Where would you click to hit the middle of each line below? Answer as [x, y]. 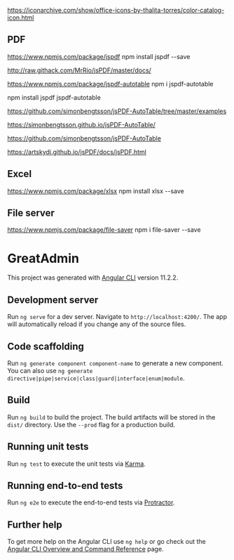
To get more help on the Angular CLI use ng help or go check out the [106, 542]
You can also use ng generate [50, 371]
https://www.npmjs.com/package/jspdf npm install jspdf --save [99, 56]
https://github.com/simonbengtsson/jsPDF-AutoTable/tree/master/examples [117, 111]
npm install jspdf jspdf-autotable [54, 97]
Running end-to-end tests [65, 486]
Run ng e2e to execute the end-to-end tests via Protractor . [91, 502]
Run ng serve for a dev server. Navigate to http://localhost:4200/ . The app [117, 317]
